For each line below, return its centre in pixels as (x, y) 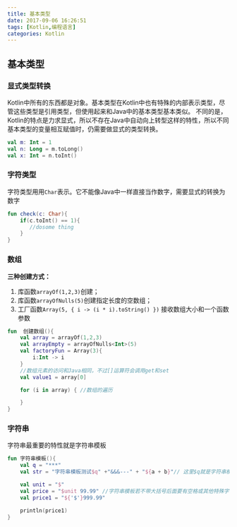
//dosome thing (51, 227)
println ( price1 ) (44, 510)
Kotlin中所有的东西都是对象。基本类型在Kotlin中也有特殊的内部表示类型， (113, 102)
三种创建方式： (29, 276)
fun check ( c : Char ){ (38, 214)
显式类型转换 (29, 85)
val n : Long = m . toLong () (45, 149)
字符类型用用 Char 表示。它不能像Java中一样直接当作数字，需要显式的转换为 (116, 191)
